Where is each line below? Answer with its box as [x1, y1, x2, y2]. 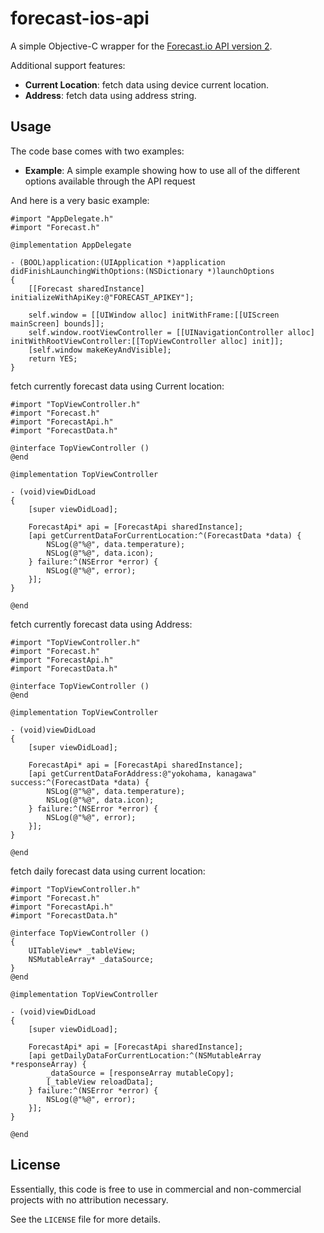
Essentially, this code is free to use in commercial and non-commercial [10, 1183, 302, 1195]
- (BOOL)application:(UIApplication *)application [10, 257, 226, 267]
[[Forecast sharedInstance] [28, 283, 145, 294]
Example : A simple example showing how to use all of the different [24, 164, 301, 176]
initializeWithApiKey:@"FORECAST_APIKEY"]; [10, 292, 195, 302]
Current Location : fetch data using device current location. [24, 78, 270, 91]
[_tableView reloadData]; [46, 1077, 155, 1087]
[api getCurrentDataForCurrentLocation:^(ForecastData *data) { [28, 530, 302, 541]
